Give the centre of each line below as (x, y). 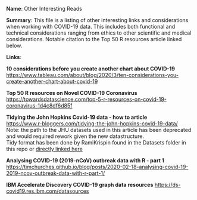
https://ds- (168, 185)
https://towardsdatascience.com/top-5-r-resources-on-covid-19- (86, 99)
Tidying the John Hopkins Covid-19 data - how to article (77, 117)
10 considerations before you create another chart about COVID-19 (91, 69)
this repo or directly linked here (45, 149)
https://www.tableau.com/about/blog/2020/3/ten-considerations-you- (92, 75)
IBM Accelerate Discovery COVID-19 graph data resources (80, 185)
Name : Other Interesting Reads (44, 9)
